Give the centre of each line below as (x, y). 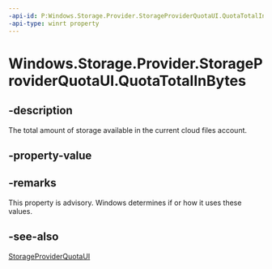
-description (40, 111)
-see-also (34, 237)
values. (20, 211)
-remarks (32, 183)
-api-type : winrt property (54, 23)
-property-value (50, 155)
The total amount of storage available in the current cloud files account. (128, 130)
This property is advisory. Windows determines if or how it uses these (125, 203)
